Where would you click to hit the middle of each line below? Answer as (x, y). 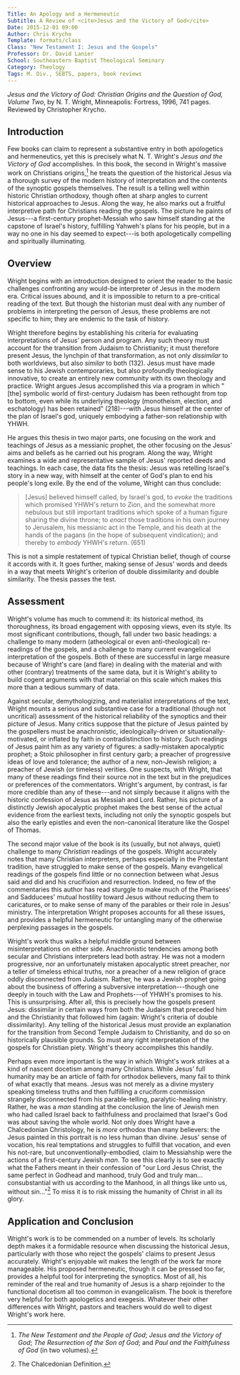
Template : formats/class (44, 41)
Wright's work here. (36, 1314)
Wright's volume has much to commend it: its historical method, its (105, 619)
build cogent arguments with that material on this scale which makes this (114, 679)
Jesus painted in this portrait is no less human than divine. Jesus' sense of (117, 1137)
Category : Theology (36, 67)
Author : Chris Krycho (40, 34)
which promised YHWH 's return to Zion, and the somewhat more (120, 504)
